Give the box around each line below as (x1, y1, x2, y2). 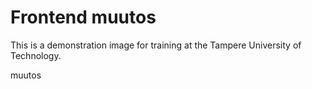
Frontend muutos (10, 6, 157, 29)
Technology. (10, 49, 62, 61)
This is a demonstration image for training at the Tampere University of (10, 39, 302, 51)
